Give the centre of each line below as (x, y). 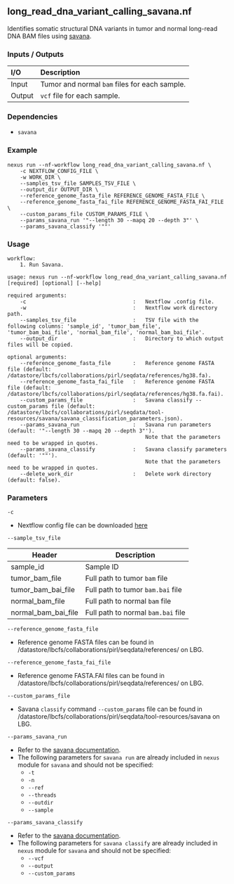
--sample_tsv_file (34, 538)
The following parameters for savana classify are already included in (118, 843)
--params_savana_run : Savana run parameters (116, 425)
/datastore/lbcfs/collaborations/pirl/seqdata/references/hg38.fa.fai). (116, 394)
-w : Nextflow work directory (119, 308)
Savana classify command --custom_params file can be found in (110, 709)
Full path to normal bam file (128, 601)
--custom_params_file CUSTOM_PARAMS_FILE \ (84, 214)
